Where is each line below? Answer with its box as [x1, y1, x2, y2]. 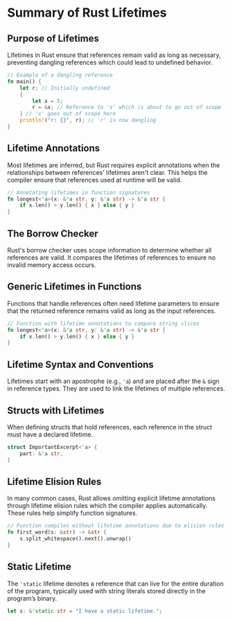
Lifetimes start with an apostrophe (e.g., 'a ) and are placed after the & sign [7, 377, 220, 386]
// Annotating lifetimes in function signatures [7, 189, 150, 196]
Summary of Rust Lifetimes [7, 5, 168, 21]
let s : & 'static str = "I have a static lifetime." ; [7, 607, 163, 615]
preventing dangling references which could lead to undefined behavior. [7, 58, 213, 67]
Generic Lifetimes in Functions [7, 281, 142, 293]
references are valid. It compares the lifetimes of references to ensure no [7, 253, 216, 262]
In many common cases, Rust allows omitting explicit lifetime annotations [7, 494, 216, 502]
